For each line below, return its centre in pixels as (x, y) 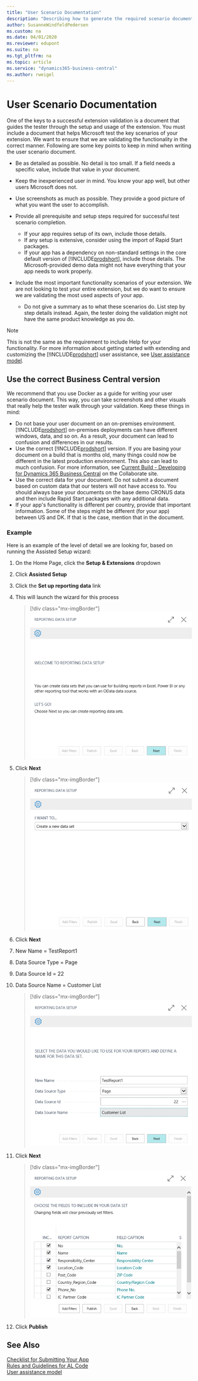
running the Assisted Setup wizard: (49, 552)
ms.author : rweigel (31, 74)
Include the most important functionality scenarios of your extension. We (103, 283)
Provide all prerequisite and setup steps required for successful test (97, 216)
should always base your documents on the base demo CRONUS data (100, 492)
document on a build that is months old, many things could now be (96, 455)
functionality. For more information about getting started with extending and (98, 348)
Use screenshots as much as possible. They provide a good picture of (100, 199)
